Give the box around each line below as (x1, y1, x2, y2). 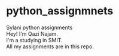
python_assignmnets (6, 4, 114, 18)
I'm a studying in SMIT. (6, 36, 63, 43)
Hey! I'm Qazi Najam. (6, 30, 58, 37)
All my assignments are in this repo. (6, 43, 94, 50)
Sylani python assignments (6, 24, 73, 31)
